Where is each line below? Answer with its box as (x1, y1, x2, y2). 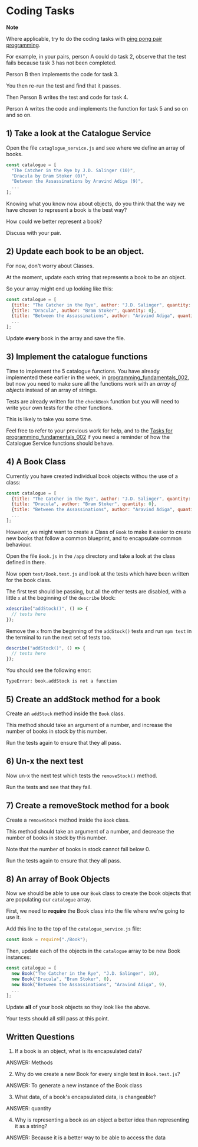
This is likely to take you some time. (6, 415, 93, 422)
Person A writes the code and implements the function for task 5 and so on (6, 105, 189, 112)
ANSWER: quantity (6, 1105, 52, 1112)
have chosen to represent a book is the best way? (6, 206, 127, 214)
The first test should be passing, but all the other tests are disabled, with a (6, 587, 186, 595)
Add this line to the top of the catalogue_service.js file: (6, 925, 141, 932)
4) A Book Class (6, 457, 66, 467)
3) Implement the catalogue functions (6, 352, 148, 362)
